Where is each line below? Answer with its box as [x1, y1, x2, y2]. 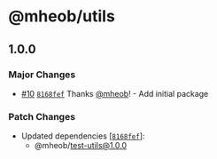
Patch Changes [8, 110, 76, 123]
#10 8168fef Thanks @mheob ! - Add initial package [20, 88, 209, 99]
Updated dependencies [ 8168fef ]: [20, 131, 145, 141]
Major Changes [8, 68, 76, 81]
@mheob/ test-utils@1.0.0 [34, 140, 128, 151]
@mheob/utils [8, 6, 116, 27]
